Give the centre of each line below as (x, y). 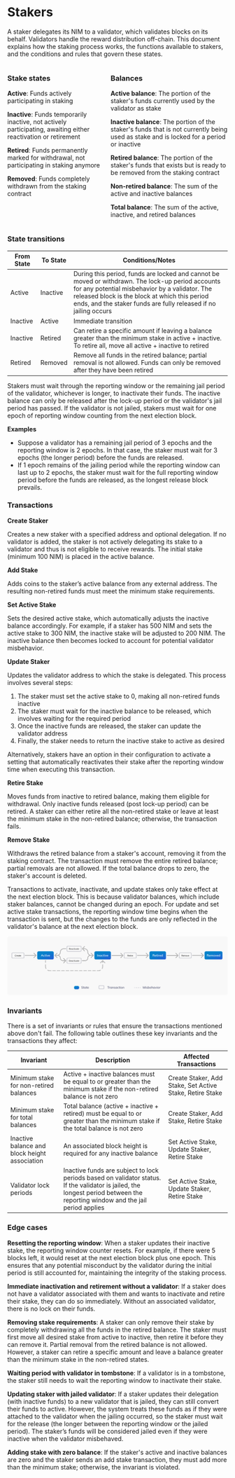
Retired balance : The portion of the (162, 158)
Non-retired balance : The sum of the (164, 186)
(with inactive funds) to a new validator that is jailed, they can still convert (113, 1401)
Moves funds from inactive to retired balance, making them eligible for (108, 796)
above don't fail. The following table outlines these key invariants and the (113, 1033)
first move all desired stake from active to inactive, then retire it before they (115, 1337)
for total (21, 1117)
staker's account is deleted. (47, 876)
